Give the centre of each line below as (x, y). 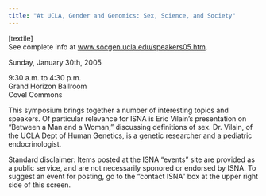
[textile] (21, 38)
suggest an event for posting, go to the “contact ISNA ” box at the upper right (133, 176)
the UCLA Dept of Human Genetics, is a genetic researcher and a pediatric (130, 135)
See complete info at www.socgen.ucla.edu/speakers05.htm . (108, 47)
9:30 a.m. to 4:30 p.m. (45, 77)
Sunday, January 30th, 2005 (55, 62)
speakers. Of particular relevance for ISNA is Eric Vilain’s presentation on (127, 118)
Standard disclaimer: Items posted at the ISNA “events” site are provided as (132, 159)
